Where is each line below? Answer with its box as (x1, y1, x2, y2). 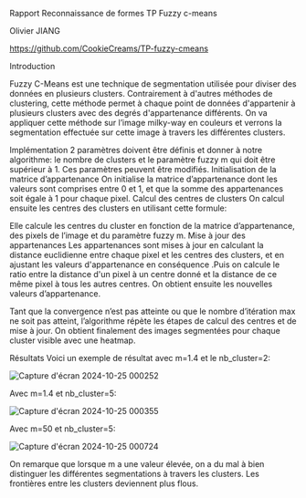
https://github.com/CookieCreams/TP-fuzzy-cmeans (9, 43, 208, 54)
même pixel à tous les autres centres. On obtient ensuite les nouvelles (9, 278, 273, 289)
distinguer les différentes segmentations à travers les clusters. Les (9, 469, 260, 479)
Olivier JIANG (9, 26, 61, 36)
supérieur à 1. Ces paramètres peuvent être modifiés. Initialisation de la (9, 164, 277, 174)
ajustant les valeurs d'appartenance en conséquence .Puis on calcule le (9, 259, 280, 270)
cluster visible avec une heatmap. (9, 335, 136, 346)
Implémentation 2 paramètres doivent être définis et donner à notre (9, 145, 263, 155)
